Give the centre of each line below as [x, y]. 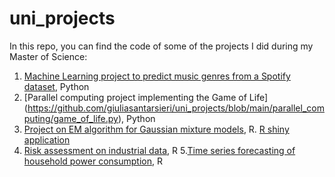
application [47, 139]
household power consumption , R [93, 161]
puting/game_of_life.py [71, 118]
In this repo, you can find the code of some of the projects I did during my [161, 46]
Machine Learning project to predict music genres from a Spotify [157, 76]
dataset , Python [56, 86]
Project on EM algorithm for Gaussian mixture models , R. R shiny [156, 129]
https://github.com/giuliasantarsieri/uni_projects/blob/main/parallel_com [176, 108]
